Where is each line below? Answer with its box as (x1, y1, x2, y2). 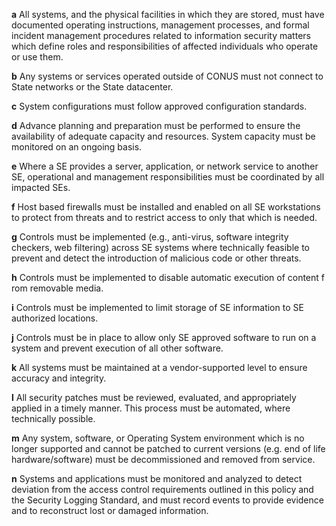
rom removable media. (11, 282, 104, 294)
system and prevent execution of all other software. (11, 342, 224, 354)
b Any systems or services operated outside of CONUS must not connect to (11, 70, 324, 82)
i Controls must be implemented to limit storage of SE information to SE (11, 302, 304, 313)
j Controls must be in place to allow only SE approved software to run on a (11, 332, 317, 343)
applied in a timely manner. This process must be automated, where (11, 402, 291, 414)
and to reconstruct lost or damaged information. (11, 505, 209, 516)
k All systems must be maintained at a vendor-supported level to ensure (11, 362, 308, 373)
